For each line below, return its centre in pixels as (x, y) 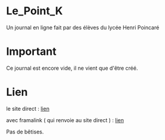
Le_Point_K (35, 11)
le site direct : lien (28, 108)
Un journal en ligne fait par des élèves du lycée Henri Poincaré (83, 27)
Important (31, 52)
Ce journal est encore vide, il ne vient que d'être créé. (72, 68)
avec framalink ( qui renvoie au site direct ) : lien (65, 120)
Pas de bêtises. (25, 132)
